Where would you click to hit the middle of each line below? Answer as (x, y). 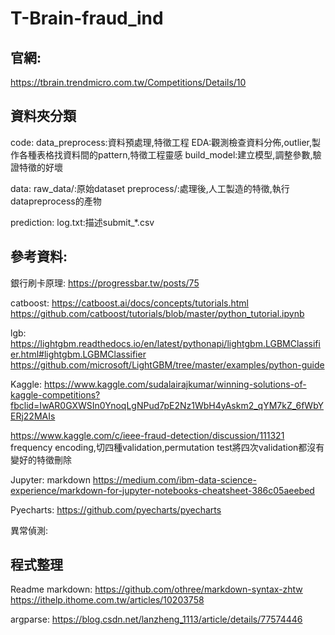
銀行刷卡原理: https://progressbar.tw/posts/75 (105, 283)
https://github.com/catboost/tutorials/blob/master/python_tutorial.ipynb (157, 313)
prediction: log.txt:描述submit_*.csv (82, 222)
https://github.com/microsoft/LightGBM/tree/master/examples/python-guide (167, 364)
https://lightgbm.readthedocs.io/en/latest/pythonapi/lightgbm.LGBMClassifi (165, 343)
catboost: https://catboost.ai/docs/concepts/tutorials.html (130, 303)
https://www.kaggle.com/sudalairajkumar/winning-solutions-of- (175, 384)
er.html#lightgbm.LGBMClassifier (78, 354)
